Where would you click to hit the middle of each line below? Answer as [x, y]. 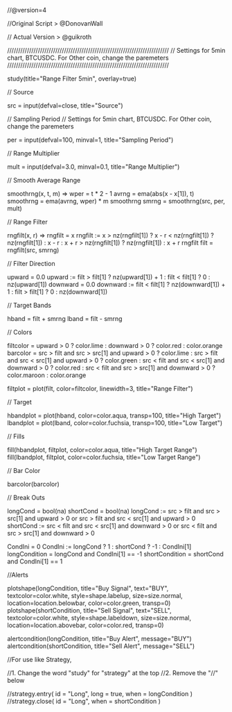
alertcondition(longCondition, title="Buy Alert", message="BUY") [99, 639]
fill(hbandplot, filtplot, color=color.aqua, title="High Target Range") [102, 450]
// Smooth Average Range [44, 180]
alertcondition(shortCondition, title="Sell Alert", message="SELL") [101, 646]
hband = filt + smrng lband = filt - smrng [65, 318]
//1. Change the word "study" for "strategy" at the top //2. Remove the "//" [113, 673]
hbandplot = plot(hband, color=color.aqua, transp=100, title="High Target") [114, 415]
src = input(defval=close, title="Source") [65, 106]
